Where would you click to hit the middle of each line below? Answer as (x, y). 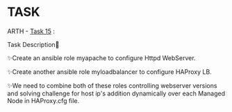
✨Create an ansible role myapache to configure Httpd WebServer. (101, 58)
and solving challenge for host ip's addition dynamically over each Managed (116, 93)
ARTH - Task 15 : (31, 31)
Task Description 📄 (33, 44)
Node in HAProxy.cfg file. (43, 100)
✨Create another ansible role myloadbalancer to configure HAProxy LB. (109, 72)
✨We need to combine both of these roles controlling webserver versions (112, 85)
